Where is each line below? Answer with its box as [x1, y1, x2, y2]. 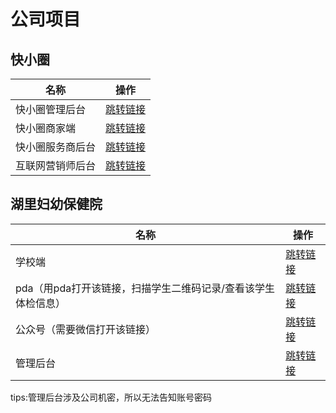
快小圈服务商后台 [15, 140, 97, 154]
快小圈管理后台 [15, 103, 87, 116]
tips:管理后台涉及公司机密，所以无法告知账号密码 [10, 391, 212, 403]
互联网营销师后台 [15, 159, 97, 172]
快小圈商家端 [15, 121, 77, 135]
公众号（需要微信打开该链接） [15, 322, 157, 336]
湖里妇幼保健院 [10, 196, 103, 213]
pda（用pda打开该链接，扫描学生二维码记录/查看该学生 [15, 281, 275, 295]
